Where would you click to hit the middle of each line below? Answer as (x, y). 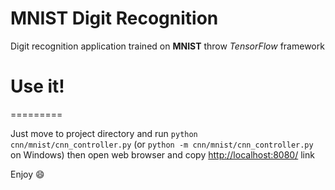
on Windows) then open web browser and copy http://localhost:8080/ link (162, 154)
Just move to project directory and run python (104, 133)
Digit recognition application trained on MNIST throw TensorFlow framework (167, 46)
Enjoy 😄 (27, 174)
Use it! (37, 86)
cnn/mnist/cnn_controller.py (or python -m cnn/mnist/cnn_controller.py (162, 144)
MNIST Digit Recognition (114, 18)
